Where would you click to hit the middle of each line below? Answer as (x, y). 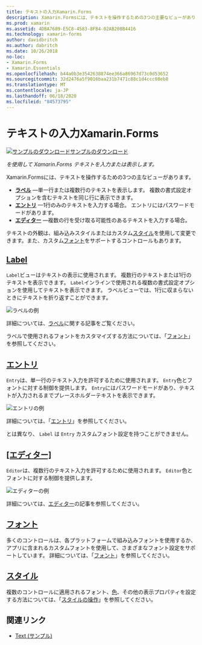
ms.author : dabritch (32, 46)
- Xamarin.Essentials (33, 68)
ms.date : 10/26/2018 (32, 51)
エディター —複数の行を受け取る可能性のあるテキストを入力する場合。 (103, 220)
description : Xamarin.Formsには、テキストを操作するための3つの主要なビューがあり (101, 18)
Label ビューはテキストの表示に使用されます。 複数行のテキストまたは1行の (99, 275)
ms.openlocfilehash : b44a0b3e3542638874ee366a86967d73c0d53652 (87, 74)
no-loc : (16, 57)
